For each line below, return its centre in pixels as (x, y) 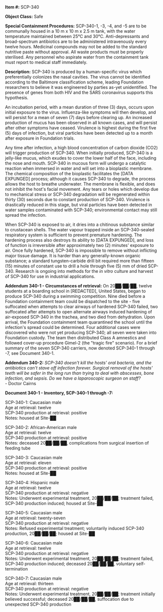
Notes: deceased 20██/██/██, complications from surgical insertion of (77, 443)
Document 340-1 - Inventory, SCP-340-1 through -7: (59, 393)
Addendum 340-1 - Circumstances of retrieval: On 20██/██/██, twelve (79, 286)
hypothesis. (17, 98)
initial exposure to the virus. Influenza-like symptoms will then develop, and (81, 112)
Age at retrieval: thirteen (29, 583)
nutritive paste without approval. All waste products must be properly (74, 52)
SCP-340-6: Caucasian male (34, 543)
